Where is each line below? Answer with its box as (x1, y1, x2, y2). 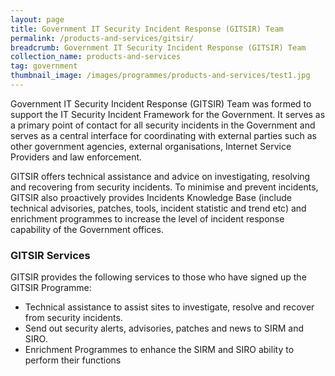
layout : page (10, 14, 65, 25)
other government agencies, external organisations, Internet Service (10, 140, 292, 152)
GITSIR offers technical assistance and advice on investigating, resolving (10, 170, 311, 182)
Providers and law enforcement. (10, 151, 143, 163)
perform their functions (24, 354, 122, 366)
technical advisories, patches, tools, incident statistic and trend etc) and (10, 202, 307, 214)
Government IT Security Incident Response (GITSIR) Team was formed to (10, 97, 312, 110)
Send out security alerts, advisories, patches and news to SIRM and (24, 322, 304, 335)
